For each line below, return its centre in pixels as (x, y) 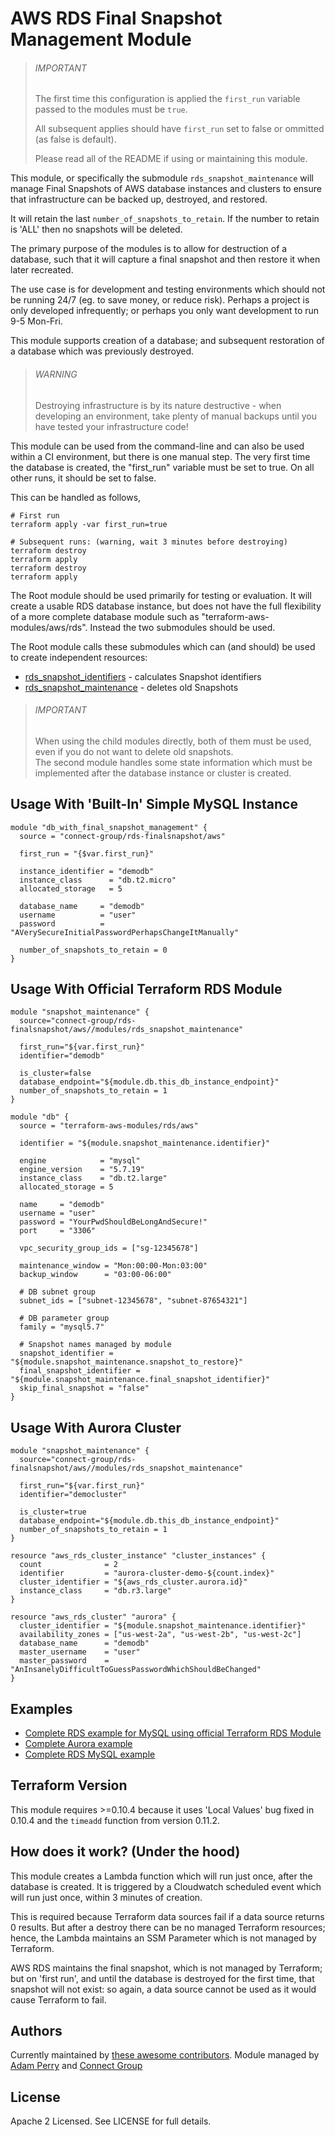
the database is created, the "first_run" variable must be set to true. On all (162, 467)
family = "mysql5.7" (62, 1327)
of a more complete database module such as (105, 616)
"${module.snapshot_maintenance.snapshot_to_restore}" (127, 1362)
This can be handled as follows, (76, 497)
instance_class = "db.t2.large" (93, 1178)
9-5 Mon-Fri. (36, 321)
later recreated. (42, 270)
